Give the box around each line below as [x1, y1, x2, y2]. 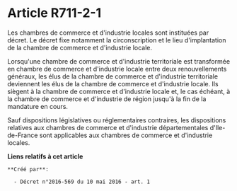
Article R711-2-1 [7, 5, 102, 21]
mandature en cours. [7, 102, 69, 110]
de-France [7, 131, 38, 139]
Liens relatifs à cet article [7, 152, 83, 161]
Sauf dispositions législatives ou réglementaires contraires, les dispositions [7, 115, 226, 125]
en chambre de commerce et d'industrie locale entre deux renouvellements [7, 64, 227, 73]
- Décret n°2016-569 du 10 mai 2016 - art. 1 [13, 178, 151, 185]
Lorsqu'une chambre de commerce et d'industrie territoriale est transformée [7, 57, 231, 65]
